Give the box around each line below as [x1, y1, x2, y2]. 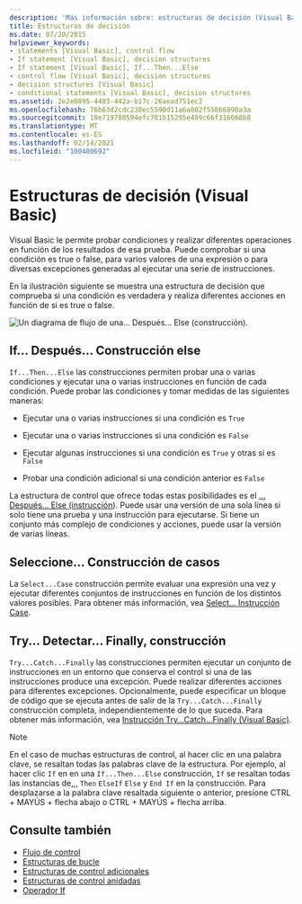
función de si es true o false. [9, 299, 115, 310]
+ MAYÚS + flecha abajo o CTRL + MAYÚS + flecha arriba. [9, 797, 227, 807]
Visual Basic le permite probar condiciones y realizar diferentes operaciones [9, 235, 292, 245]
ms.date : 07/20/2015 [9, 30, 87, 39]
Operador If [22, 884, 66, 895]
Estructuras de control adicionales [22, 865, 150, 876]
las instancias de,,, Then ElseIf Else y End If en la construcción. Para [9, 778, 267, 788]
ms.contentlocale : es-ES [9, 130, 102, 139]
